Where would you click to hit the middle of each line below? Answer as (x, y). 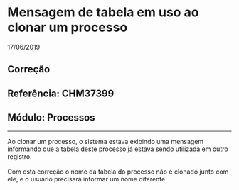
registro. (20, 156)
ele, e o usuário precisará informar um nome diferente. (87, 179)
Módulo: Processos (51, 118)
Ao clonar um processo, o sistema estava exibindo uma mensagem (106, 141)
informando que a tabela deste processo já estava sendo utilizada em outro (118, 149)
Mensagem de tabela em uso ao (103, 12)
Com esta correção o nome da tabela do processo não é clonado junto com (118, 172)
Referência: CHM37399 (61, 93)
